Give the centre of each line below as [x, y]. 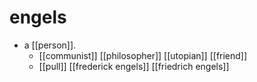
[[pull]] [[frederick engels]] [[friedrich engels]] [134, 66]
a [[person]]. [50, 45]
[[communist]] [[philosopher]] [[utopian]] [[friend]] [143, 55]
